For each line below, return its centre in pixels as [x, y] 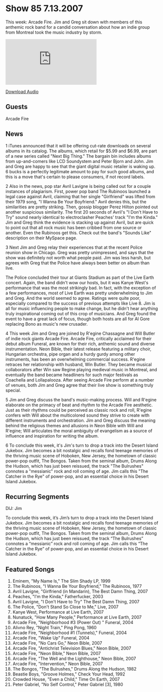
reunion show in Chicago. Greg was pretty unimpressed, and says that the [80, 252]
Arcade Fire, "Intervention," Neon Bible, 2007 [58, 664]
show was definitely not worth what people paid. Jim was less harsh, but [78, 257]
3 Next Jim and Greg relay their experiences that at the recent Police [74, 247]
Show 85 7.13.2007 [44, 9]
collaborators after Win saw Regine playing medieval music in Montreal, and [81, 369]
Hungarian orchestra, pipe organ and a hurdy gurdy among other [70, 354]
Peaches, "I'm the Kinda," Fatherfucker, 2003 [58, 597]
